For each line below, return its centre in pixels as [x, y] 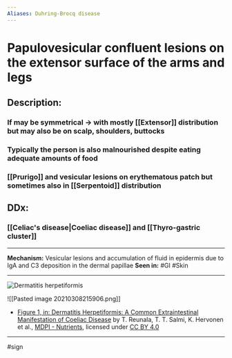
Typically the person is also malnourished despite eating [104, 150]
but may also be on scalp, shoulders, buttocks [86, 131]
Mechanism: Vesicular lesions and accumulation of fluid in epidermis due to [116, 258]
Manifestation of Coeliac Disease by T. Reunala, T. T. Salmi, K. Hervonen [120, 319]
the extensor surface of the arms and [116, 62]
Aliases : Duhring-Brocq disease [54, 14]
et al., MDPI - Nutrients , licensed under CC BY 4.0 [88, 327]
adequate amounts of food [52, 159]
